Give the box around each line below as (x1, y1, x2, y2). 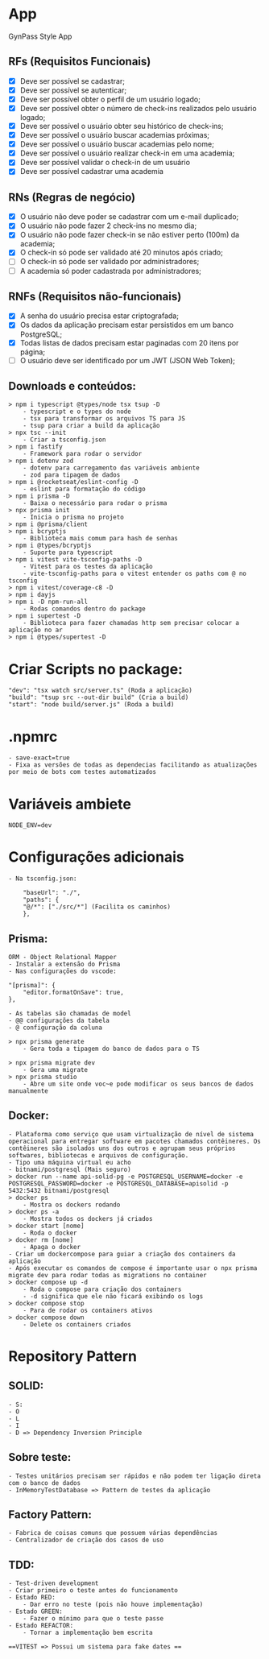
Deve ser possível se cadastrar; (19, 76, 125, 85)
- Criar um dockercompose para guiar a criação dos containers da (8, 1250, 236, 1258)
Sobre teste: (8, 1450, 72, 1464)
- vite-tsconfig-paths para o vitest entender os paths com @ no (23, 569, 247, 578)
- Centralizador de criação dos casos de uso (8, 1536, 163, 1545)
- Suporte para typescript (23, 548, 114, 556)
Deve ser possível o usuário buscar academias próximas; (19, 130, 210, 140)
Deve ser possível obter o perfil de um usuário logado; (19, 94, 201, 104)
